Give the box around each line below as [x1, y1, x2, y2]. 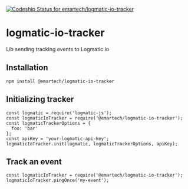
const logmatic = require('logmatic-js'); [6, 110, 112, 116]
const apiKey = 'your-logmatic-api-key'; [6, 135, 110, 141]
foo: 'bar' [11, 125, 38, 131]
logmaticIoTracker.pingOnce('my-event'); [6, 177, 110, 184]
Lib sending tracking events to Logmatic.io [6, 45, 110, 52]
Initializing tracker [6, 94, 74, 104]
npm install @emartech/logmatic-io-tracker [6, 78, 115, 84]
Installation [6, 62, 48, 73]
